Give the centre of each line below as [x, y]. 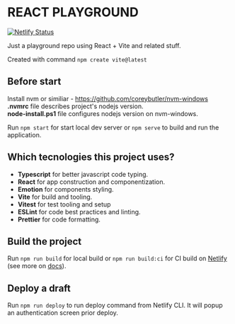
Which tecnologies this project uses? [91, 157]
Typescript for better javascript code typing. [83, 174]
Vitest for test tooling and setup [64, 204]
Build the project [45, 241]
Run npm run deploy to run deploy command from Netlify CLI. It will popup [115, 306]
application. [24, 134]
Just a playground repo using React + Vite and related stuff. [94, 45]
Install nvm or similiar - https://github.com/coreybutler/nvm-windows [108, 98]
